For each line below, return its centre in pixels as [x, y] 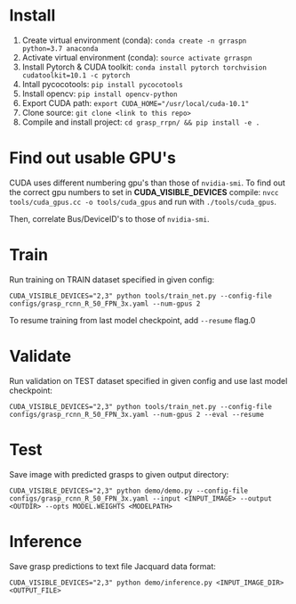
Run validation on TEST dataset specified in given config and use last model [148, 380]
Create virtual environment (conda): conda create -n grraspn [134, 40]
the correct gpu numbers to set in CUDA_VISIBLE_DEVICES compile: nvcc [144, 192]
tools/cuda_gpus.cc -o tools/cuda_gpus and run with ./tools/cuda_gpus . [143, 201]
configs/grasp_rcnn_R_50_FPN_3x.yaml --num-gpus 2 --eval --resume [137, 414]
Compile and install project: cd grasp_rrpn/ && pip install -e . [141, 122]
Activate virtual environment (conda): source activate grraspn [137, 57]
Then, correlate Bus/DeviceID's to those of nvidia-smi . [109, 218]
